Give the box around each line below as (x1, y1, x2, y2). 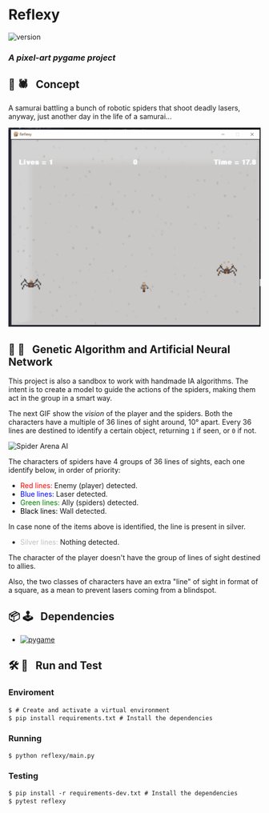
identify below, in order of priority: (8, 466, 121, 475)
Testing (8, 770, 38, 781)
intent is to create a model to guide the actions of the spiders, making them (8, 385, 256, 394)
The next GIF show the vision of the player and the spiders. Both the (8, 409, 233, 419)
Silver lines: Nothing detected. (19, 538, 120, 547)
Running (8, 732, 42, 743)
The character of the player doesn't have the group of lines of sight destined (8, 553, 261, 563)
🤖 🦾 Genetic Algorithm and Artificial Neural (8, 342, 231, 356)
